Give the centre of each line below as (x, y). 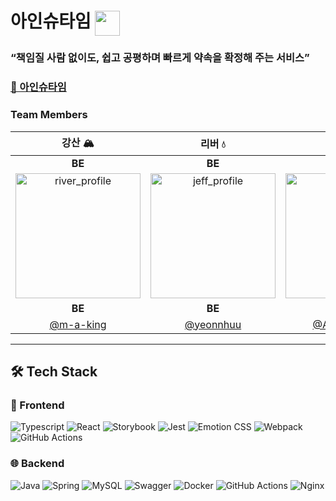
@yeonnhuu (213, 324)
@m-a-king (78, 324)
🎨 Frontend (37, 405)
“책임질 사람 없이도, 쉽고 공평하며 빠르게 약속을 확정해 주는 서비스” (160, 58)
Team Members (49, 115)
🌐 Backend (37, 464)
